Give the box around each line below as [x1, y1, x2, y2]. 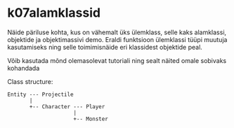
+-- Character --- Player [29, 103, 105, 110]
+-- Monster [73, 115, 109, 122]
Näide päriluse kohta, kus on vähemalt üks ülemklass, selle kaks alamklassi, [7, 28, 227, 36]
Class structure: [7, 77, 53, 85]
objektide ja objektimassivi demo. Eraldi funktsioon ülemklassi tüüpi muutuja [7, 35, 228, 43]
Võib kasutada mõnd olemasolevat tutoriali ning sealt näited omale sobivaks [7, 56, 227, 64]
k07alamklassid [7, 5, 100, 21]
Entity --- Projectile [7, 91, 74, 98]
